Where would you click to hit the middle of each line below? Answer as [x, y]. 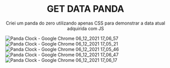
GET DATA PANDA [86, 9]
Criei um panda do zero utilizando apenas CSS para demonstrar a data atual [86, 23]
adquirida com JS [86, 28]
